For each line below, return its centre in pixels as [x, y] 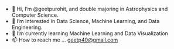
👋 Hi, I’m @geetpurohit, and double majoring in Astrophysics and [90, 9]
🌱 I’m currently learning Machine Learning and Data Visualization [90, 33]
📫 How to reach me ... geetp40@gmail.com [65, 40]
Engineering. [27, 27]
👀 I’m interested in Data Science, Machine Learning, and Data [86, 21]
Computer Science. [35, 15]
